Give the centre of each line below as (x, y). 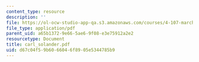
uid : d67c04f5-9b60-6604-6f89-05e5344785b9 (61, 50)
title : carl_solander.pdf (38, 45)
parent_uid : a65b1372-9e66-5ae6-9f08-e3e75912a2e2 (70, 34)
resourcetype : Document (36, 39)
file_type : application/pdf (41, 28)
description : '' (26, 17)
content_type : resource (36, 12)
